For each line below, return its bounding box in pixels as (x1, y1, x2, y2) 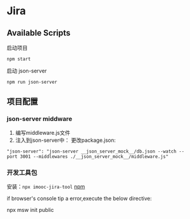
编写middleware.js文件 (15, 129, 70, 136)
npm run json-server (7, 79, 58, 85)
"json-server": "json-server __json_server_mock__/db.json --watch (7, 148, 177, 154)
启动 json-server (7, 67, 47, 74)
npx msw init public (7, 206, 54, 213)
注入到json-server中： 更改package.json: (15, 137, 116, 144)
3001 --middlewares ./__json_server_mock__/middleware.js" (20, 153, 169, 160)
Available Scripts (7, 28, 70, 38)
